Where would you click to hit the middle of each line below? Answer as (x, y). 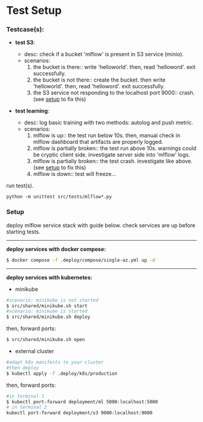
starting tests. (24, 232)
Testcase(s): (25, 30)
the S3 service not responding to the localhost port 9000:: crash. (114, 93)
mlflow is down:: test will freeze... (75, 174)
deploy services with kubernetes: (49, 277)
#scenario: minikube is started (47, 311)
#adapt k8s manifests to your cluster (55, 362)
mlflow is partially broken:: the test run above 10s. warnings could (114, 148)
